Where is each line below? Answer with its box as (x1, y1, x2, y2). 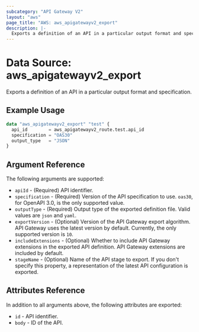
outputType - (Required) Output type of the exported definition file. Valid (14, 205, 191, 213)
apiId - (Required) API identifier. (14, 187, 94, 194)
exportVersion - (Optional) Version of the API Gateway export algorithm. (14, 218, 191, 225)
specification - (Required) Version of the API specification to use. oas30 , (14, 193, 193, 200)
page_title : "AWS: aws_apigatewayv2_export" (6, 20, 118, 25)
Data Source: (6, 56, 72, 70)
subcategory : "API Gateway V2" (6, 8, 84, 15)
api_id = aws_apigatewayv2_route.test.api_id (11, 127, 145, 133)
